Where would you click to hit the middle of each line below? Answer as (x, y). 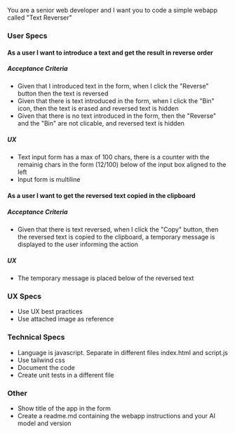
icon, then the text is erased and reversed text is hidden (98, 109)
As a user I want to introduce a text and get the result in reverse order (110, 53)
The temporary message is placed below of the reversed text (106, 278)
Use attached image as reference (66, 319)
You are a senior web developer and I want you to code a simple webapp (112, 10)
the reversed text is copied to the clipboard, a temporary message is (116, 237)
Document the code (46, 367)
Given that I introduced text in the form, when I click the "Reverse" (113, 86)
